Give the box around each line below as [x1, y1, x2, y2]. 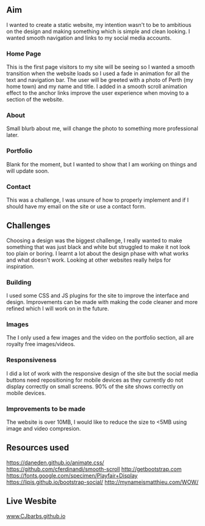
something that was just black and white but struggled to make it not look [6, 243, 190, 250]
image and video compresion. [6, 425, 81, 432]
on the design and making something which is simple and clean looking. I [6, 28, 190, 35]
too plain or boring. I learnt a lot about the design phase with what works [6, 250, 189, 257]
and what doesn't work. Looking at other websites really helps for [6, 256, 171, 264]
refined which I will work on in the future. [6, 305, 109, 313]
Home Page [6, 49, 41, 57]
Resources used [6, 443, 69, 453]
